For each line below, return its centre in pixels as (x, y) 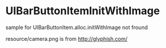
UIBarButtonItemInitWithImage (83, 11)
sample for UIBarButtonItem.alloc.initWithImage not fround (77, 27)
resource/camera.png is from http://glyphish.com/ (66, 39)
